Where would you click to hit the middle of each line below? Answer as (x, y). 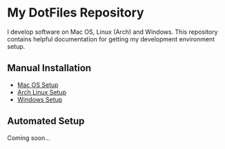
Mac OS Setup (38, 85)
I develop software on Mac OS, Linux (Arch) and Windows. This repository (113, 32)
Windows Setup (40, 99)
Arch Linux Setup (42, 92)
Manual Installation (49, 68)
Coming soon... (29, 138)
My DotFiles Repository (76, 13)
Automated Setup (46, 121)
